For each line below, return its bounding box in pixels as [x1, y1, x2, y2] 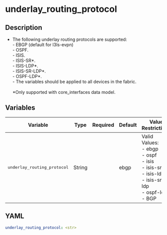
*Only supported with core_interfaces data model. [12, 89, 116, 95]
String [73, 164, 88, 171]
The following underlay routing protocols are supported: [12, 36, 127, 42]
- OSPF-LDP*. [12, 74, 42, 79]
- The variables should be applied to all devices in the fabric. [12, 78, 137, 84]
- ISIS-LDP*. [12, 63, 39, 69]
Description [5, 23, 42, 32]
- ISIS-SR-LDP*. [12, 68, 46, 74]
